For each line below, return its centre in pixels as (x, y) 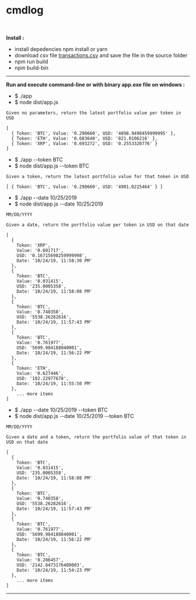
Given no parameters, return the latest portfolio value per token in (94, 113)
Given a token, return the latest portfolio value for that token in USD (98, 176)
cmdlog (25, 10)
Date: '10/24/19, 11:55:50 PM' (55, 383)
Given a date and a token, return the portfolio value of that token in (96, 437)
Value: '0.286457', (40, 560)
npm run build (31, 61)
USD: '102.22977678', (43, 378)
